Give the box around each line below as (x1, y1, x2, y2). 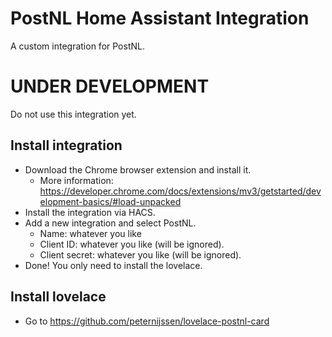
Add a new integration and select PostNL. (24, 217, 197, 229)
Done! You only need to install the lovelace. (24, 259, 203, 271)
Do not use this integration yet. (10, 108, 137, 120)
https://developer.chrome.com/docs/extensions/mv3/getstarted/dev (39, 185, 322, 197)
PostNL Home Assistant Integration (10, 7, 310, 30)
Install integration (10, 137, 123, 154)
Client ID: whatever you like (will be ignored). (39, 238, 225, 250)
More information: (39, 174, 114, 186)
